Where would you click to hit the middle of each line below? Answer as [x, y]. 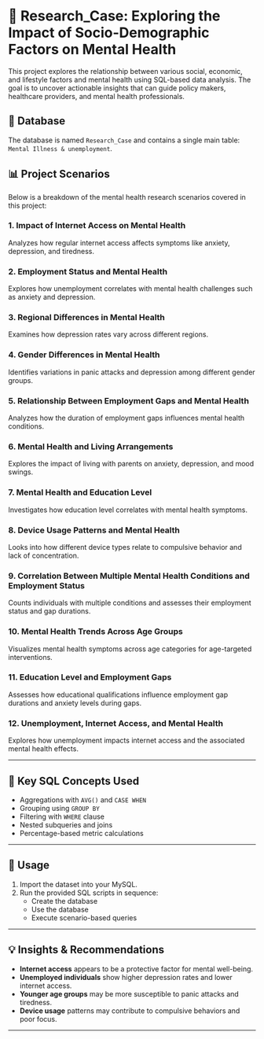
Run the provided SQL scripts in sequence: [89, 893]
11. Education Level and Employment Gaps [90, 677]
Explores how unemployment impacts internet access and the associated [126, 741]
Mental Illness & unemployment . [60, 148]
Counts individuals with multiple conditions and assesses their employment [130, 603]
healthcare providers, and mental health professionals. [96, 96]
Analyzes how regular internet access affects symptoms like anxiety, [119, 242]
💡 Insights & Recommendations [86, 950]
